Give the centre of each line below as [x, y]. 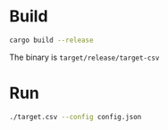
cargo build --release [51, 40]
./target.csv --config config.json [76, 117]
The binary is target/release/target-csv [84, 57]
